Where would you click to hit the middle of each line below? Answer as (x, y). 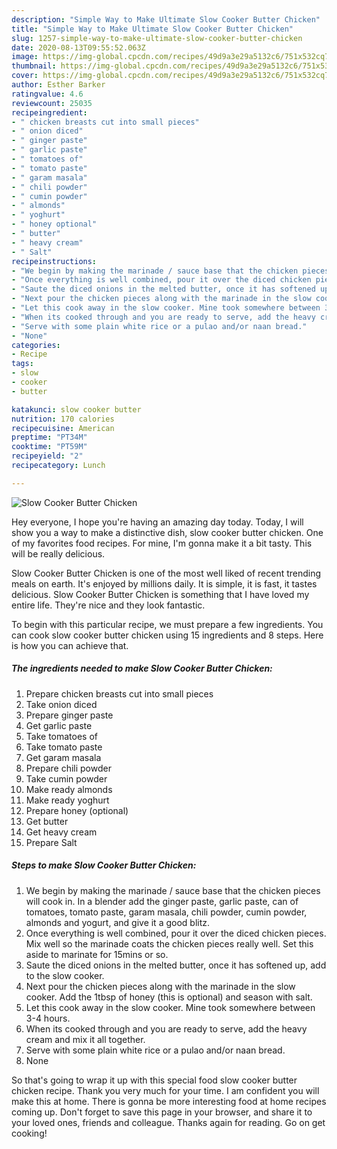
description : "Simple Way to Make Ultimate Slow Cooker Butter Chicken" (166, 19)
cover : (25, 76)
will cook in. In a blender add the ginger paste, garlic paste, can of (162, 901)
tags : (22, 364)
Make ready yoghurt (67, 800)
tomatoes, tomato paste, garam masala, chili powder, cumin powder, (166, 912)
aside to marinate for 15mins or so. (97, 954)
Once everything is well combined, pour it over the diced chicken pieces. (176, 933)
